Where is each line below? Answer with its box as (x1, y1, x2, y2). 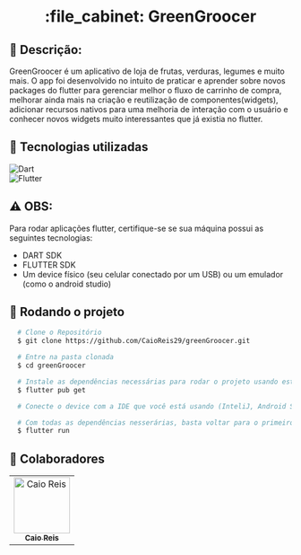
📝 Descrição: (9, 42, 82, 57)
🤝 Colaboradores (9, 451, 106, 466)
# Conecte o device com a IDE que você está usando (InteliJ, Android (17, 401, 287, 410)
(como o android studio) (21, 278, 112, 289)
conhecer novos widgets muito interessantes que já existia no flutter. (9, 114, 263, 124)
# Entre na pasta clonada (17, 353, 115, 362)
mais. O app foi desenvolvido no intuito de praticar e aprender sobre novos (9, 75, 286, 86)
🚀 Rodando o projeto (9, 304, 125, 320)
